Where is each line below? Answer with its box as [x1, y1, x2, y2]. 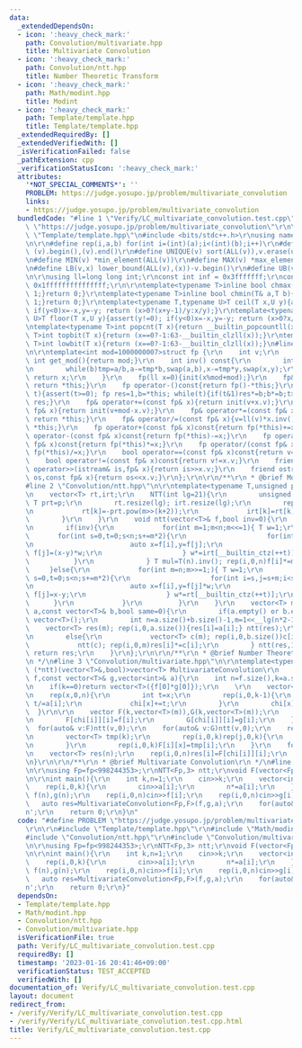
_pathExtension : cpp [17, 155, 94, 165]
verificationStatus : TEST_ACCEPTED [17, 966, 151, 976]
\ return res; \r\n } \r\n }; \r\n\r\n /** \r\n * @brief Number [25, 649, 263, 658]
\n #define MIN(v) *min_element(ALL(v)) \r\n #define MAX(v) [25, 255, 247, 265]
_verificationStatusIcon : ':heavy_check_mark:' [17, 164, 200, 173]
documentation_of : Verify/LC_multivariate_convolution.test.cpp [9, 983, 255, 992]
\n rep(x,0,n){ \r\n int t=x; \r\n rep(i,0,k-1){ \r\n [25, 690, 292, 700]
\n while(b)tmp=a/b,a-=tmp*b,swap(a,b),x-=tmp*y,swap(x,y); [25, 364, 283, 373]
